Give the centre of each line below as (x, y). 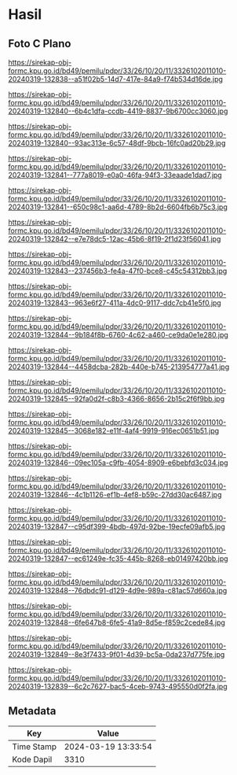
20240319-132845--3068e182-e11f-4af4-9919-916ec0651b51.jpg (114, 431)
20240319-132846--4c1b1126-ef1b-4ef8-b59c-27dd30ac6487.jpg (115, 495)
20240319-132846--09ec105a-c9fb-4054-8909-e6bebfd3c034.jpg (118, 463)
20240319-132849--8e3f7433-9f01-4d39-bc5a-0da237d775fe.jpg (117, 654)
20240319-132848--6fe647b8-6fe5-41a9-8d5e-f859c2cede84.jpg (117, 622)
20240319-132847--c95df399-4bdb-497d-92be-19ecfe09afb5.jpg (117, 526)
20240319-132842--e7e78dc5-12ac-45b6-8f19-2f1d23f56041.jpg (115, 239)
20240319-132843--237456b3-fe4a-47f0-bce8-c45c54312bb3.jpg (118, 271)
